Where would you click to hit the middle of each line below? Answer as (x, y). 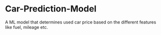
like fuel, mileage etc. (26, 27)
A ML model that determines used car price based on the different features (81, 22)
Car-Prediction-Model (51, 9)
